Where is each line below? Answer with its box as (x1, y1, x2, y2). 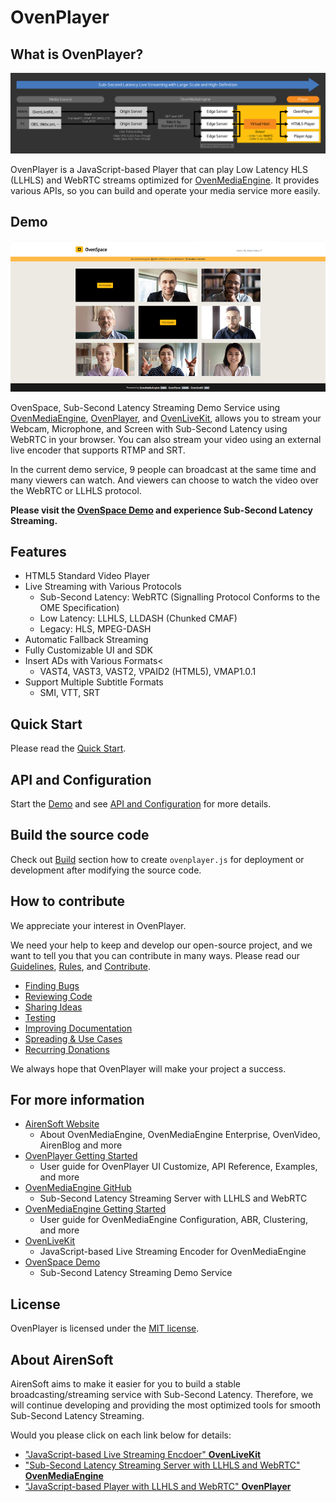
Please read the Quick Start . (10, 742, 127, 755)
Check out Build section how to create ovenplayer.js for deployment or (10, 853, 305, 865)
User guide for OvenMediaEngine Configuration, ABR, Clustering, (39, 1214, 308, 1226)
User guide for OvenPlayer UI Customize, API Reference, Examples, (39, 1161, 318, 1173)
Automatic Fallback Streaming (24, 634, 149, 646)
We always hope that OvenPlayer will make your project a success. (10, 1062, 287, 1075)
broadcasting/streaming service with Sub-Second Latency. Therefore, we (10, 1389, 314, 1401)
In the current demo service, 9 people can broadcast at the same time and (10, 463, 317, 475)
